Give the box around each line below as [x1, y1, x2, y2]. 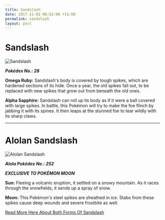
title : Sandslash [5, 7, 41, 12]
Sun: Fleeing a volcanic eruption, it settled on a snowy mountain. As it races [5, 180, 159, 186]
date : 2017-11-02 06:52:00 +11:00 [5, 12, 76, 17]
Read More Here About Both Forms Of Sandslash [5, 210, 105, 216]
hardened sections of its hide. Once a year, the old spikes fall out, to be [5, 83, 149, 89]
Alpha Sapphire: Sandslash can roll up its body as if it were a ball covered [5, 97, 155, 103]
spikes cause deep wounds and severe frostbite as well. [5, 200, 119, 206]
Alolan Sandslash [5, 135, 78, 146]
